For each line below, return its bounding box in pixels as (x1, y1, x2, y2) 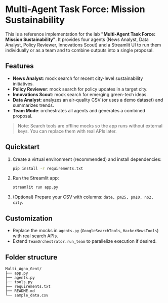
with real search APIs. (12, 233, 58, 239)
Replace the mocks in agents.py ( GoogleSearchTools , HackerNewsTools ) (12, 228, 159, 234)
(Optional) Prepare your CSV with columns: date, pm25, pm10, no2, (12, 194, 154, 200)
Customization (5, 214, 53, 223)
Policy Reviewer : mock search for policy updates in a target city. (12, 86, 148, 92)
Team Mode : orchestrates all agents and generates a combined (12, 107, 145, 113)
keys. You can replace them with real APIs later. (17, 128, 117, 134)
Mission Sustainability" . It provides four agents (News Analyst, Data (5, 36, 149, 42)
